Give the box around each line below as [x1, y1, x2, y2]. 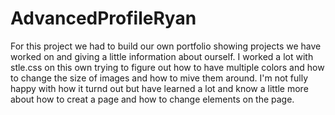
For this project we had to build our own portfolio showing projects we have [10, 40, 322, 52]
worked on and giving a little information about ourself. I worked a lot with [10, 50, 314, 62]
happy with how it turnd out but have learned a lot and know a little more [10, 82, 309, 94]
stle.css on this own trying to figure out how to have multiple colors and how [10, 61, 325, 73]
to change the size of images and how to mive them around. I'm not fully [10, 72, 309, 84]
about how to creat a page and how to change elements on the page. [10, 93, 295, 105]
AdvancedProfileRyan [10, 7, 197, 30]
